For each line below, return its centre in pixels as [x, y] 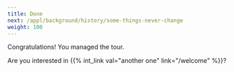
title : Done [25, 14]
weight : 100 [25, 27]
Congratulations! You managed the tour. [66, 47]
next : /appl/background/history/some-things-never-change [95, 20]
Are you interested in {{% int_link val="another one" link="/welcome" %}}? [117, 61]
